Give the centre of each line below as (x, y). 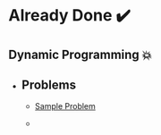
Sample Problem (65, 106)
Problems (49, 84)
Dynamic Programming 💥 (80, 54)
